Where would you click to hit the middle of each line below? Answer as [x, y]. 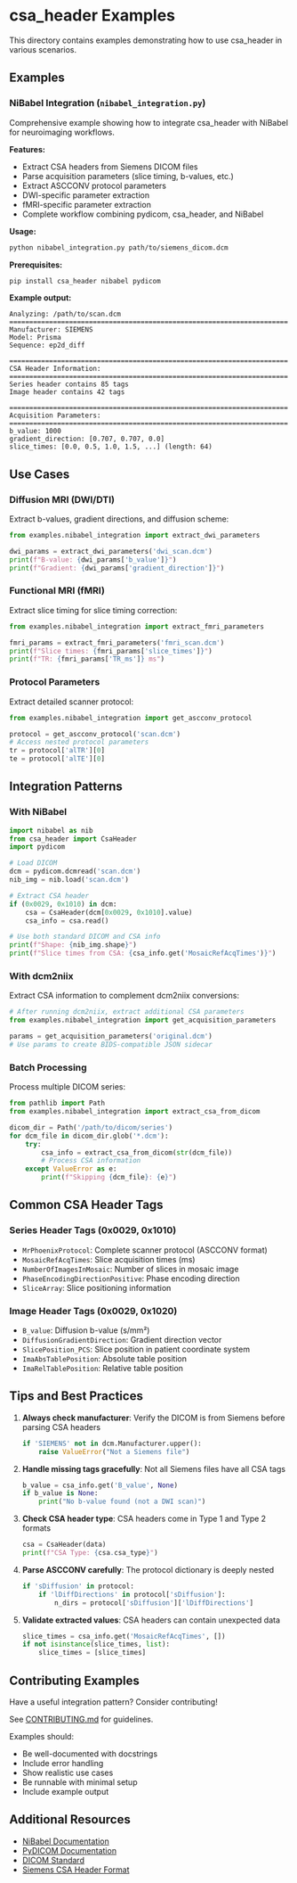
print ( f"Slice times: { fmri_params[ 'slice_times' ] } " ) [111, 651]
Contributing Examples [74, 1680]
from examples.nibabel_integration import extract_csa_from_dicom [135, 1112]
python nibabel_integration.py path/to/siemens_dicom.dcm [119, 247]
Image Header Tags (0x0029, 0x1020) [93, 1311]
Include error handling [63, 1764]
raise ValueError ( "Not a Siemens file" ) [114, 1451]
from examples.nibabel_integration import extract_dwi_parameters [135, 536]
